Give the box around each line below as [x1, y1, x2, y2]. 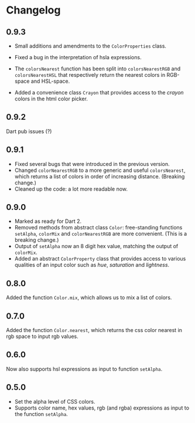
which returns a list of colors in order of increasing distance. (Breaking [14, 172, 185, 180]
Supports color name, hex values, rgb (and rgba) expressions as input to [14, 404, 189, 411]
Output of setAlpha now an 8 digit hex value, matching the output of [14, 243, 179, 250]
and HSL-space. [30, 77, 70, 84]
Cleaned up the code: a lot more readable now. [14, 185, 128, 192]
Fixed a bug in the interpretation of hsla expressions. [14, 54, 142, 60]
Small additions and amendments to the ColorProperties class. [14, 42, 167, 49]
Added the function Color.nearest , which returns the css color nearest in [6, 327, 183, 334]
